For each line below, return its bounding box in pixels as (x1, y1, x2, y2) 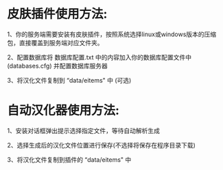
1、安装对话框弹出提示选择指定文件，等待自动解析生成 (7, 126, 160, 134)
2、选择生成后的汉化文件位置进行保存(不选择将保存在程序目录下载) (7, 141, 196, 149)
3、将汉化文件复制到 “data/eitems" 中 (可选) (7, 76, 132, 84)
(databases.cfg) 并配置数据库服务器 (7, 61, 108, 70)
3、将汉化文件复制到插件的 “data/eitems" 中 (7, 155, 132, 164)
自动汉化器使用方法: (7, 103, 120, 118)
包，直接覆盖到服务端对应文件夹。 (7, 38, 104, 46)
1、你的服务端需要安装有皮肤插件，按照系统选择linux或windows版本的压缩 (7, 30, 217, 38)
